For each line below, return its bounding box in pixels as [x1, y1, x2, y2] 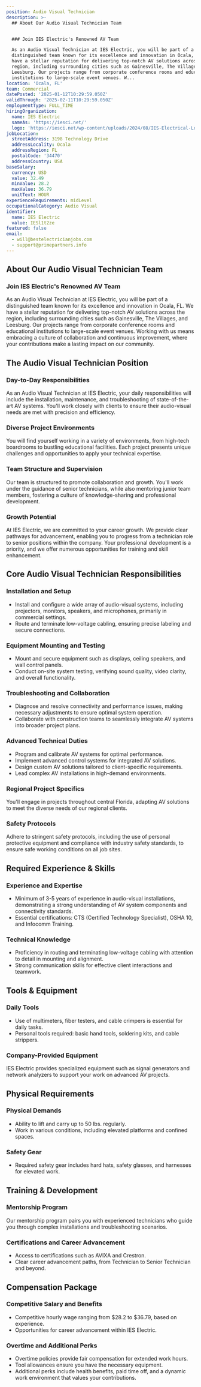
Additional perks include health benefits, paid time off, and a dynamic [14, 1368, 187, 1375]
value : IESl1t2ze [11, 220, 55, 226]
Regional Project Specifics [6, 784, 85, 792]
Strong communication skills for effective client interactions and [14, 962, 172, 969]
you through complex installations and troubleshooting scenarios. [6, 1223, 167, 1230]
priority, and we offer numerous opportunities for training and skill [6, 545, 169, 553]
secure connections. [14, 626, 66, 634]
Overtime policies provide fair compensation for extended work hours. [14, 1355, 188, 1362]
